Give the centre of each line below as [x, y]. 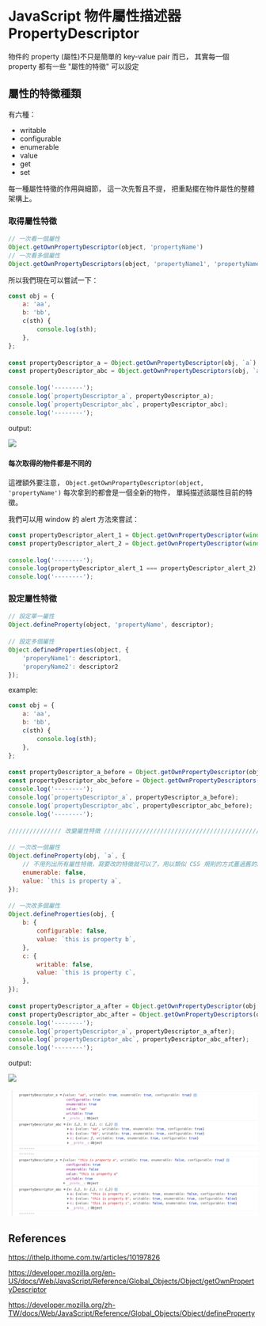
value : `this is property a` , [72, 881]
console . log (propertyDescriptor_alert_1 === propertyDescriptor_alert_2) [133, 568]
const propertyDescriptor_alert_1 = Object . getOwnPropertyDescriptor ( [127, 535]
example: [23, 690]
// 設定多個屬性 [31, 642]
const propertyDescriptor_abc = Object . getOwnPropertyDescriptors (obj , [129, 371]
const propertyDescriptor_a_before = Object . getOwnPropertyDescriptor [127, 773]
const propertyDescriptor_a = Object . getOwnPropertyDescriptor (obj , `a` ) [133, 363]
